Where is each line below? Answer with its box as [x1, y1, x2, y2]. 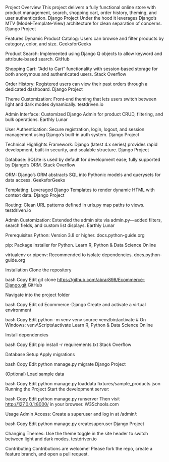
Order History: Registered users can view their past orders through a [5, 81, 148, 87]
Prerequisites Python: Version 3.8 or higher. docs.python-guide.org [5, 232, 145, 238]
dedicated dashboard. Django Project [5, 86, 83, 92]
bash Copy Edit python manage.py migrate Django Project [5, 361, 126, 367]
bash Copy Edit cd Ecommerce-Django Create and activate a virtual [5, 302, 146, 307]
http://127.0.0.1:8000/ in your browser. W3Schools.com [5, 401, 119, 407]
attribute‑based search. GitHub [5, 56, 70, 62]
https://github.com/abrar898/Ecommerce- [57, 277, 145, 282]
